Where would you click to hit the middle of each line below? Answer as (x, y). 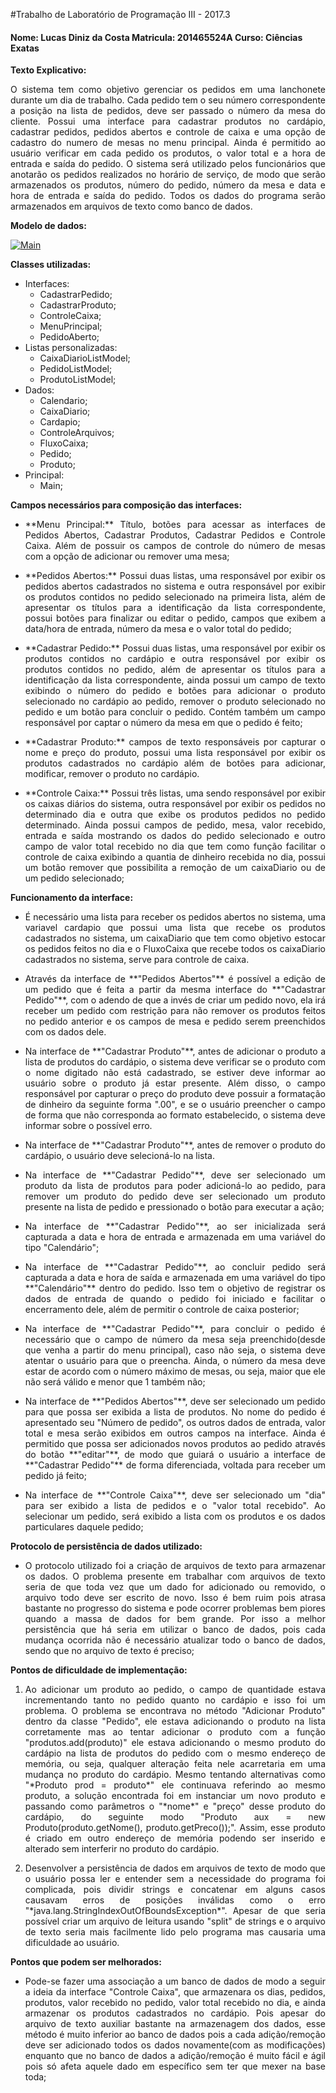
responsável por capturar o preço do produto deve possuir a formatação (175, 1094)
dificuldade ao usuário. (72, 1943)
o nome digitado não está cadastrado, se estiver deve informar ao (175, 1073)
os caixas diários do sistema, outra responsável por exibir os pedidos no (175, 804)
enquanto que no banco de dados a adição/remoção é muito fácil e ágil (175, 2056)
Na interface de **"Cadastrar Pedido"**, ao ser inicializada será (175, 1226)
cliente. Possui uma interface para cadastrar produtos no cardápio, (168, 121)
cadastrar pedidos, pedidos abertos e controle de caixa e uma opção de (168, 132)
